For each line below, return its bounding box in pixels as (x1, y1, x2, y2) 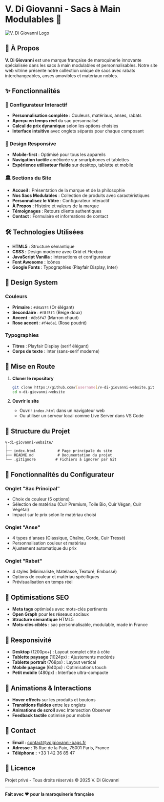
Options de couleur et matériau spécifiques (12, 574, 100, 580)
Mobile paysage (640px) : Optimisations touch (12, 665, 106, 671)
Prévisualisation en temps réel (12, 579, 73, 585)
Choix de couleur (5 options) (12, 496, 70, 502)
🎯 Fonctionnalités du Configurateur (5, 470, 114, 478)
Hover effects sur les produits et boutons (12, 696, 96, 702)
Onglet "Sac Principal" (5, 485, 60, 492)
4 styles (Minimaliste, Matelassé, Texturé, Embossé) (12, 568, 117, 575)
